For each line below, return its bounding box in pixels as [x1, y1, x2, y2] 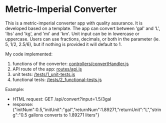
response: [12, 101, 33, 107]
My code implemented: [5, 51, 53, 57]
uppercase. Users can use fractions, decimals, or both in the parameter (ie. [5, 36, 160, 42]
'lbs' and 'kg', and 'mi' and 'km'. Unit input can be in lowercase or [5, 30, 140, 36]
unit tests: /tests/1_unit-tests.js [12, 71, 75, 77]
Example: [5, 86, 24, 92]
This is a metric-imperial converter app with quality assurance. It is [5, 20, 143, 26]
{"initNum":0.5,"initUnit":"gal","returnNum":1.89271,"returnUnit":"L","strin [12, 106, 161, 112]
